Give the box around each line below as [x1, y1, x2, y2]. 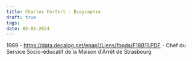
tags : [6, 20, 20, 26]
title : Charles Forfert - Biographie [6, 8, 101, 15]
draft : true [6, 14, 36, 20]
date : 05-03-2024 [6, 25, 50, 32]
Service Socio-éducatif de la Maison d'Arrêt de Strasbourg [6, 48, 152, 56]
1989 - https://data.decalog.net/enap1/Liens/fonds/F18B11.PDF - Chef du [6, 42, 186, 49]
